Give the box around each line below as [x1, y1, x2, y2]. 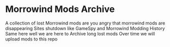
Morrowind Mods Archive [5, 3, 115, 15]
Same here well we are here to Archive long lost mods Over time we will [5, 30, 155, 36]
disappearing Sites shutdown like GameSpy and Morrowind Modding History [5, 25, 165, 31]
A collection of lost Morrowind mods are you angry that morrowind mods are [5, 20, 165, 26]
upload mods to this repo [5, 36, 58, 42]
